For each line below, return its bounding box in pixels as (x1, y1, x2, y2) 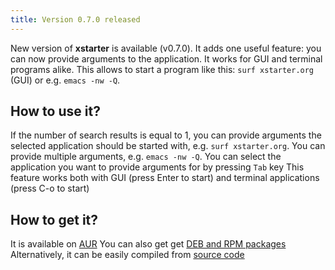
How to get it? (10, 211, 99, 228)
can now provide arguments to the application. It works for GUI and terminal (10, 52, 323, 65)
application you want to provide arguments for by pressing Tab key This (10, 161, 305, 173)
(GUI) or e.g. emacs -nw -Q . (10, 74, 121, 86)
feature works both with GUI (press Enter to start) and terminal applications (10, 172, 320, 184)
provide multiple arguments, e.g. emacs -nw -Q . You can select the (10, 151, 282, 163)
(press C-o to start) (10, 182, 90, 195)
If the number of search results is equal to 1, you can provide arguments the (10, 129, 322, 141)
